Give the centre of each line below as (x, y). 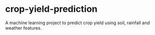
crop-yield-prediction (51, 9)
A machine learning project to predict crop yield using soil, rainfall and (78, 23)
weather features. (24, 28)
